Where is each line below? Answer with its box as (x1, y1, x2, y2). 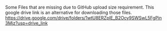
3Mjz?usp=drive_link (5, 20, 48, 26)
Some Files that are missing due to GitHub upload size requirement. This (5, 4, 154, 10)
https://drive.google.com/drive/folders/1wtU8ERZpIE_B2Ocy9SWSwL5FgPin (5, 15, 162, 20)
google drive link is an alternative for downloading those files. (5, 9, 132, 15)
